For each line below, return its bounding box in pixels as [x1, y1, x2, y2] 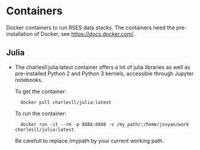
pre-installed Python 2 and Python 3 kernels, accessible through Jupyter [14, 70, 194, 77]
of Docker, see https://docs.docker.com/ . [33, 30, 136, 37]
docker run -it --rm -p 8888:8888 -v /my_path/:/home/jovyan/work [20, 121, 189, 127]
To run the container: [14, 109, 67, 117]
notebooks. [14, 76, 43, 83]
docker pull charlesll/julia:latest [20, 99, 112, 105]
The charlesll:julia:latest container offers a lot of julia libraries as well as [14, 63, 190, 71]
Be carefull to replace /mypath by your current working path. [14, 137, 164, 144]
